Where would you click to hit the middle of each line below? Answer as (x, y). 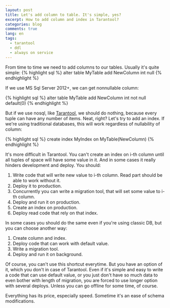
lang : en (14, 34)
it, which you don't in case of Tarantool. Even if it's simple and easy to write (84, 269)
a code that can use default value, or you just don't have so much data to (82, 275)
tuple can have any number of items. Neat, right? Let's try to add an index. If (85, 118)
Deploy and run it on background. (47, 254)
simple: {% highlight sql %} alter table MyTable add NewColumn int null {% (84, 72)
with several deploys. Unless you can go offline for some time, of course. (82, 286)
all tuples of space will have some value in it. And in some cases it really (80, 160)
